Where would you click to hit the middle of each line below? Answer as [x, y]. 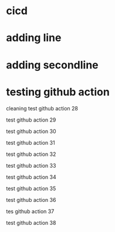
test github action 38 [31, 223]
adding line [34, 38]
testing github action [58, 92]
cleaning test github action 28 [42, 108]
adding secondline [52, 65]
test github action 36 [31, 200]
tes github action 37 [30, 211]
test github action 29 [31, 120]
